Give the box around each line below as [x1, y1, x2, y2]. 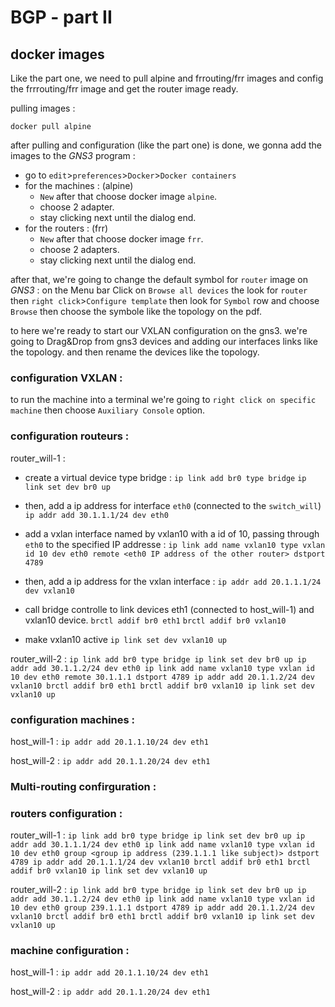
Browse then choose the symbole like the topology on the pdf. [10, 306, 262, 317]
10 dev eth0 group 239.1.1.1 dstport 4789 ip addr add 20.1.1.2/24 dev [10, 903, 315, 913]
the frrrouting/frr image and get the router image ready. [10, 83, 239, 95]
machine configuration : [10, 944, 130, 958]
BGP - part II [10, 6, 113, 29]
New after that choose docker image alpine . [39, 191, 218, 202]
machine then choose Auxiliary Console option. [10, 404, 206, 416]
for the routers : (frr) [24, 222, 109, 234]
